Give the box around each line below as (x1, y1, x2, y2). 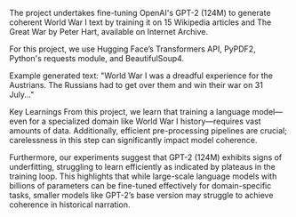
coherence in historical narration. (9, 199, 131, 210)
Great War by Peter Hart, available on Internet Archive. (9, 27, 209, 36)
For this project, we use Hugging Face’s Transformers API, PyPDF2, (9, 44, 256, 54)
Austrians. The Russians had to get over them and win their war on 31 (9, 80, 264, 90)
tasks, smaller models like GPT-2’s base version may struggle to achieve (9, 190, 274, 200)
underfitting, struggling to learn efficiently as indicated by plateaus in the (9, 162, 276, 172)
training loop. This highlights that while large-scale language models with (9, 171, 277, 181)
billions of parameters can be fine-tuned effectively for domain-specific (9, 181, 272, 190)
